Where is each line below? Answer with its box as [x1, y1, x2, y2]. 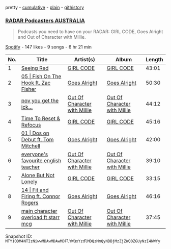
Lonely [21, 178, 38, 185]
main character [21, 208, 58, 215]
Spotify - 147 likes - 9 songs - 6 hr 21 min [5, 44, 92, 50]
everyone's [21, 151, 48, 158]
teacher [21, 163, 40, 170]
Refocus [21, 121, 41, 129]
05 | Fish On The [21, 73, 62, 80]
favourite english [21, 157, 62, 164]
